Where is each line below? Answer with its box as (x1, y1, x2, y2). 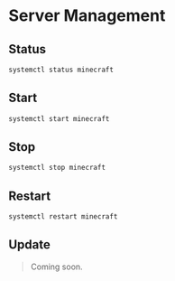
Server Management (8, 5, 166, 26)
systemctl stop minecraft (8, 164, 106, 173)
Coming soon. (30, 261, 83, 272)
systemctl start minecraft (8, 114, 110, 123)
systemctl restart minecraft (8, 212, 118, 221)
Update (8, 237, 51, 253)
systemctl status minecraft (8, 65, 115, 74)
